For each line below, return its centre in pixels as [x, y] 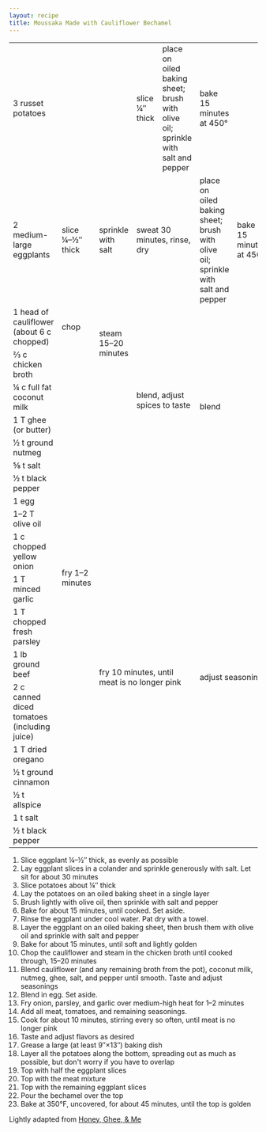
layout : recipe [34, 15]
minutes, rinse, [163, 240]
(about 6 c [32, 332]
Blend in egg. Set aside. [59, 994]
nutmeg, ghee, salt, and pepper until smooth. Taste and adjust [121, 978]
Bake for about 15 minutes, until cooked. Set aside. [103, 910]
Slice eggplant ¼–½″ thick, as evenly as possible [99, 860]
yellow [25, 557]
